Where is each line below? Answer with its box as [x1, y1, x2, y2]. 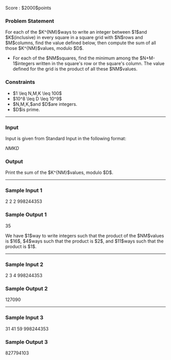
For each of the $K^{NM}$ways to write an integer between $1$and [5, 29, 148, 35]
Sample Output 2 [5, 285, 48, 292]
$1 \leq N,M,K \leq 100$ [12, 90, 62, 96]
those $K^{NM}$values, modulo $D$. [5, 45, 84, 51]
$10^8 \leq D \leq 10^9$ [12, 96, 62, 102]
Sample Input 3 [5, 314, 44, 321]
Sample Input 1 [5, 187, 42, 194]
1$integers [12, 61, 35, 67]
